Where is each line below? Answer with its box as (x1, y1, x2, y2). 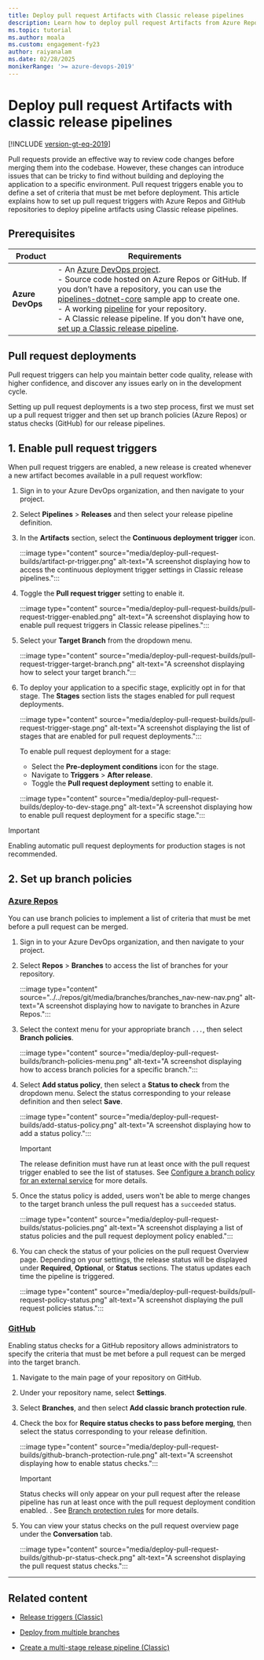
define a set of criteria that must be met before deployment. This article (8, 188, 240, 197)
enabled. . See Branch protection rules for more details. (19, 1506, 199, 1515)
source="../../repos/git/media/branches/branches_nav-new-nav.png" (19, 992, 244, 1002)
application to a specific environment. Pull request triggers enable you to (8, 179, 244, 189)
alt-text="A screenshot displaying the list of (109, 724, 250, 733)
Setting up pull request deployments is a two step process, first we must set (8, 402, 255, 412)
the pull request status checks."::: (19, 1561, 128, 1571)
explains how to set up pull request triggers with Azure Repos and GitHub (8, 196, 246, 205)
